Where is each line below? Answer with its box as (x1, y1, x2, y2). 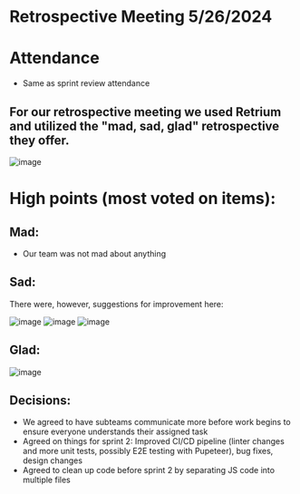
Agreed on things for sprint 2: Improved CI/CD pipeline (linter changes (22, 436, 285, 447)
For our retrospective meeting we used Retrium (9, 104, 282, 120)
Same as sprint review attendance (22, 78, 150, 89)
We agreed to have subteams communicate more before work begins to (22, 417, 292, 428)
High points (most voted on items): (9, 189, 276, 209)
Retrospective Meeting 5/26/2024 (9, 6, 273, 27)
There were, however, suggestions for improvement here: (9, 298, 224, 309)
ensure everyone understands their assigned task (22, 426, 208, 437)
